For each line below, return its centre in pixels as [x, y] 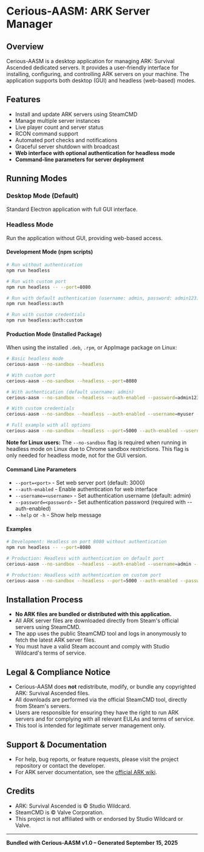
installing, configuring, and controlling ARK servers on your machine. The [98, 74]
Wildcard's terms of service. [50, 653]
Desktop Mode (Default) [42, 196]
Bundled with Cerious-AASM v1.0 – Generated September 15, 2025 [92, 842]
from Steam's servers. [43, 706]
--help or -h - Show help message [58, 515]
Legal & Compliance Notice [59, 672]
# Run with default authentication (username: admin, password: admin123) [103, 298]
